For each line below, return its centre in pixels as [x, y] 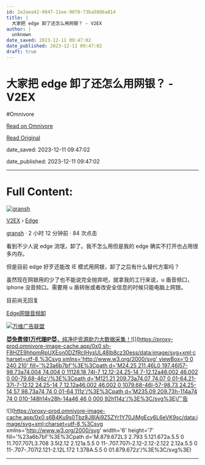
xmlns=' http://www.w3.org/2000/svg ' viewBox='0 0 [128, 359]
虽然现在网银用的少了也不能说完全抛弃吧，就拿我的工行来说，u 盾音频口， [100, 279]
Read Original [23, 137]
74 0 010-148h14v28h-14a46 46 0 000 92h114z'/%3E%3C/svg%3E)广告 [97, 398]
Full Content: [40, 191]
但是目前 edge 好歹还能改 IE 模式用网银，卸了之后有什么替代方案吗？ [93, 267]
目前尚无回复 [22, 300]
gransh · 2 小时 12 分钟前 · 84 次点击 [52, 233]
